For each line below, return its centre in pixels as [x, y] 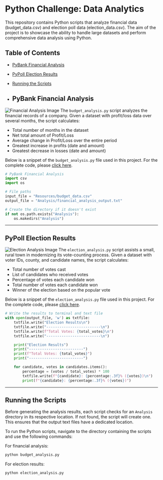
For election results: [25, 464]
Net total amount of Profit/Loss [43, 135]
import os [15, 183]
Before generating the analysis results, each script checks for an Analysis [79, 412]
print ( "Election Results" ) [41, 345]
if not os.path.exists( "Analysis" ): [42, 214]
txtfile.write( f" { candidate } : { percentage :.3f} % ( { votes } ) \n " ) [88, 376]
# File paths [18, 192]
